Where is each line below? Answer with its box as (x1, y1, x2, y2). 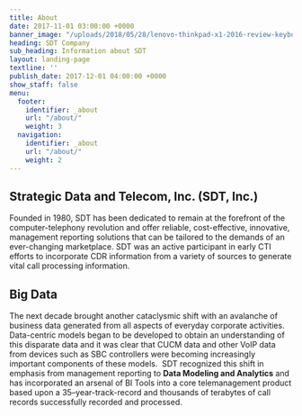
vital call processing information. (9, 260, 130, 271)
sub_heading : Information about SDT (9, 47, 147, 56)
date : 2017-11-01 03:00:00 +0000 (9, 22, 135, 31)
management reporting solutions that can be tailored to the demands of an (9, 231, 285, 243)
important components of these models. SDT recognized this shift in (9, 358, 264, 369)
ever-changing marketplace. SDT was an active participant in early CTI (9, 241, 271, 252)
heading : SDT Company (9, 38, 91, 48)
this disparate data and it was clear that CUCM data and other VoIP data (9, 339, 276, 350)
